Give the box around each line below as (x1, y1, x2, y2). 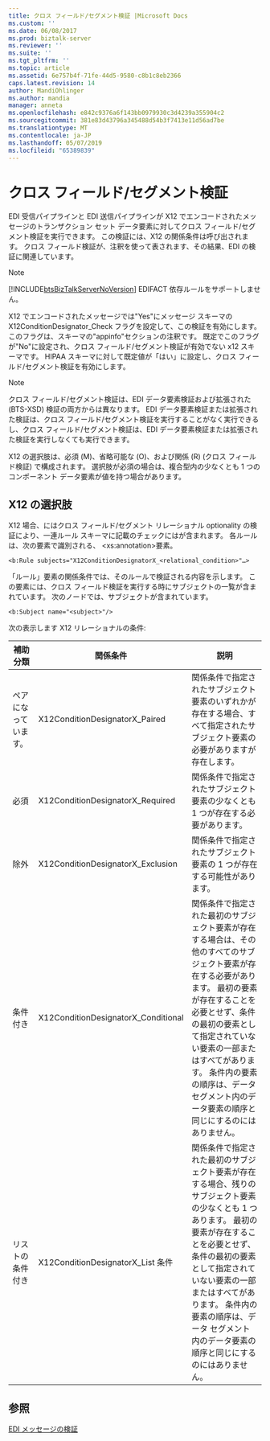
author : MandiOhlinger (8, 86, 84, 95)
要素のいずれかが (191, 696, 256, 708)
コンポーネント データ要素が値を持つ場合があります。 (8, 472, 186, 482)
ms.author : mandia (8, 94, 70, 102)
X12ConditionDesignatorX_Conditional (38, 1012, 184, 1024)
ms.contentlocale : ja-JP (8, 131, 92, 139)
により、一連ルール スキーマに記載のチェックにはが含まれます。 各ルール (14, 531, 258, 540)
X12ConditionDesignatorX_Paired (38, 713, 166, 725)
